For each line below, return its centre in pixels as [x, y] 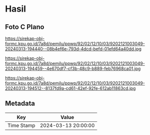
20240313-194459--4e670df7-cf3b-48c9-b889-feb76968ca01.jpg [73, 68]
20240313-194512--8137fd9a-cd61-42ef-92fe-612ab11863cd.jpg [70, 88]
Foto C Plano [25, 27]
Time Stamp [21, 125]
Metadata [20, 104]
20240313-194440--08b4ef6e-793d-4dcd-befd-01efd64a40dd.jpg [73, 49]
